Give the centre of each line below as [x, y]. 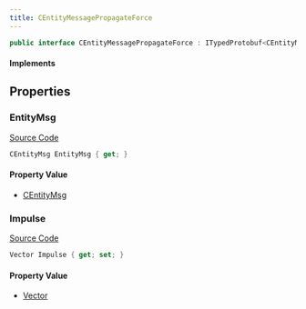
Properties [40, 92]
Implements [33, 64]
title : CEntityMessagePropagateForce [81, 18]
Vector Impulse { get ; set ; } [67, 255]
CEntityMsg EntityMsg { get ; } [69, 154]
